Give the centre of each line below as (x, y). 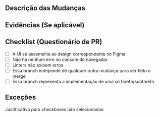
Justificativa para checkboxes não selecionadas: (55, 109)
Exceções (21, 97)
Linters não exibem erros (38, 65)
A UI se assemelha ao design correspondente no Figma (69, 54)
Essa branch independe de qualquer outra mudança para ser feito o (81, 70)
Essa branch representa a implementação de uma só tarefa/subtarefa (83, 81)
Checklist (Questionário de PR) (54, 42)
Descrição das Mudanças (45, 8)
